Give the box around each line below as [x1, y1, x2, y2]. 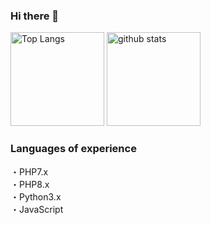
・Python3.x [10, 190, 62, 203]
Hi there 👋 [10, 9, 60, 23]
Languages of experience [10, 142, 137, 156]
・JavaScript [10, 203, 64, 215]
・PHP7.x [10, 165, 49, 178]
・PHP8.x [10, 178, 50, 190]
